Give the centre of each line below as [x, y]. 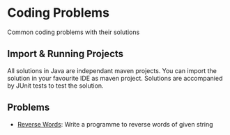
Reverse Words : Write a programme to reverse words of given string [115, 124]
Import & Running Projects [66, 54]
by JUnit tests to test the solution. [55, 86]
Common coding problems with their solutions [74, 32]
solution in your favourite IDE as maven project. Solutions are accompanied [115, 78]
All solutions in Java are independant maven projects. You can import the [112, 70]
